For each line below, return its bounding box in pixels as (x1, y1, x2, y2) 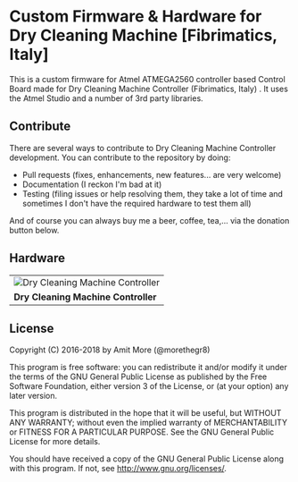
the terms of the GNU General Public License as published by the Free (9, 371, 268, 382)
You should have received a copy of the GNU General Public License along (9, 453, 284, 464)
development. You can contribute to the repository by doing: (9, 152, 231, 163)
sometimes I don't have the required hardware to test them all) (21, 198, 252, 208)
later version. (9, 391, 58, 402)
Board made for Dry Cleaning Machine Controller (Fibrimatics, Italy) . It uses (9, 83, 288, 94)
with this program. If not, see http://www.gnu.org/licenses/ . (9, 463, 228, 474)
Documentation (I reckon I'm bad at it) (21, 179, 162, 190)
